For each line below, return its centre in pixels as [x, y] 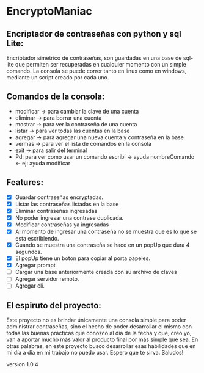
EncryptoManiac [49, 11]
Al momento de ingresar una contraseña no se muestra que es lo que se [106, 231]
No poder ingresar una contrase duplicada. [69, 217]
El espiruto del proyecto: [54, 306]
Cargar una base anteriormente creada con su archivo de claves [96, 272]
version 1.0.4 [22, 364]
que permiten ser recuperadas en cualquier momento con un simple [100, 64]
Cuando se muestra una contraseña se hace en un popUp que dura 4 [102, 245]
